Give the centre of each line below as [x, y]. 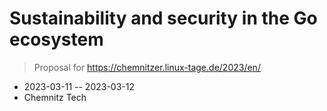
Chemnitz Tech [55, 97]
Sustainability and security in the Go [163, 18]
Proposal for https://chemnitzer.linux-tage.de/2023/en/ [147, 67]
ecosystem [56, 39]
